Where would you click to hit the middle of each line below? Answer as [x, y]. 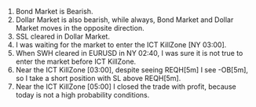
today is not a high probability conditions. [82, 95]
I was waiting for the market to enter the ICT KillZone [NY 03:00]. [121, 45]
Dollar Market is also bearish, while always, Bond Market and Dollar [124, 20]
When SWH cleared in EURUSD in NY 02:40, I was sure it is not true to [129, 53]
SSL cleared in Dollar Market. [62, 36]
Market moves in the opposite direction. [80, 28]
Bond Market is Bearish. [54, 11]
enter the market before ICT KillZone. [76, 61]
